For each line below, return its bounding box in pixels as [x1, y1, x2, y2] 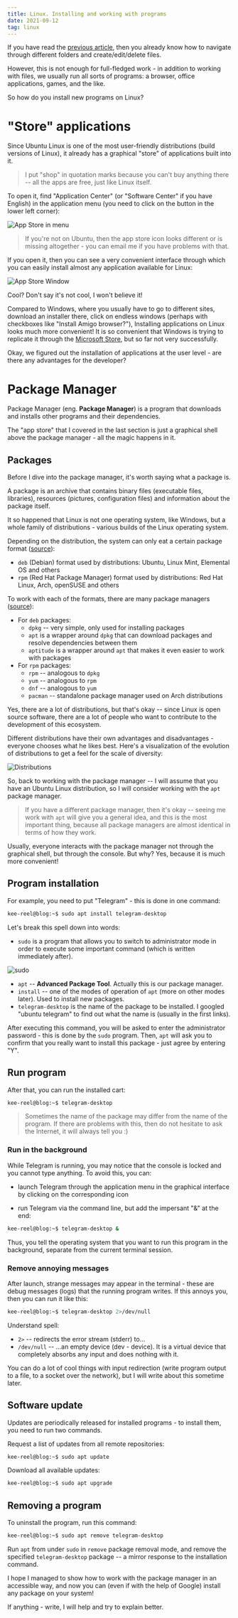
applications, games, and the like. [7, 80, 105, 88]
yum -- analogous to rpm [28, 676, 97, 685]
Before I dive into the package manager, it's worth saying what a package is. [7, 473, 231, 482]
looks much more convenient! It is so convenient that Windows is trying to [7, 328, 224, 336]
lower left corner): [7, 207, 60, 215]
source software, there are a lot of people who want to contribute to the [7, 713, 217, 721]
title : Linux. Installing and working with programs [7, 10, 167, 18]
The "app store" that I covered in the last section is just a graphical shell [7, 426, 218, 434]
